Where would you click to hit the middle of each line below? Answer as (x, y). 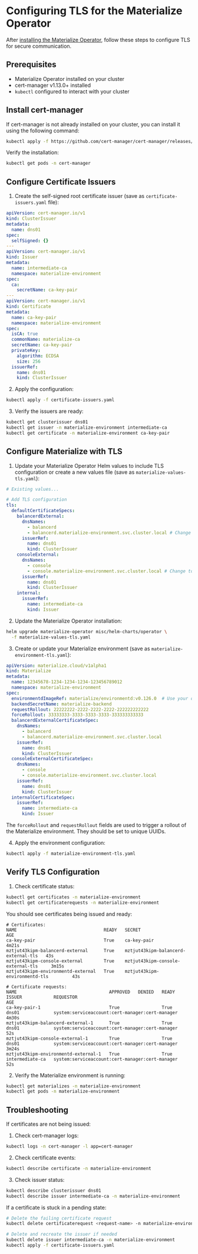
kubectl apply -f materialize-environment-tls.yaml (71, 854)
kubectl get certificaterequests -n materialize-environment (83, 903)
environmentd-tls (27, 976)
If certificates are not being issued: (49, 1124)
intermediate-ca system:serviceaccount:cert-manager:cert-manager (92, 1059)
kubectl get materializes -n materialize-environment (74, 1086)
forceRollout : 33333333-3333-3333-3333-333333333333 (77, 715)
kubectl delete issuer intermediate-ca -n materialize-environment (91, 1240)
